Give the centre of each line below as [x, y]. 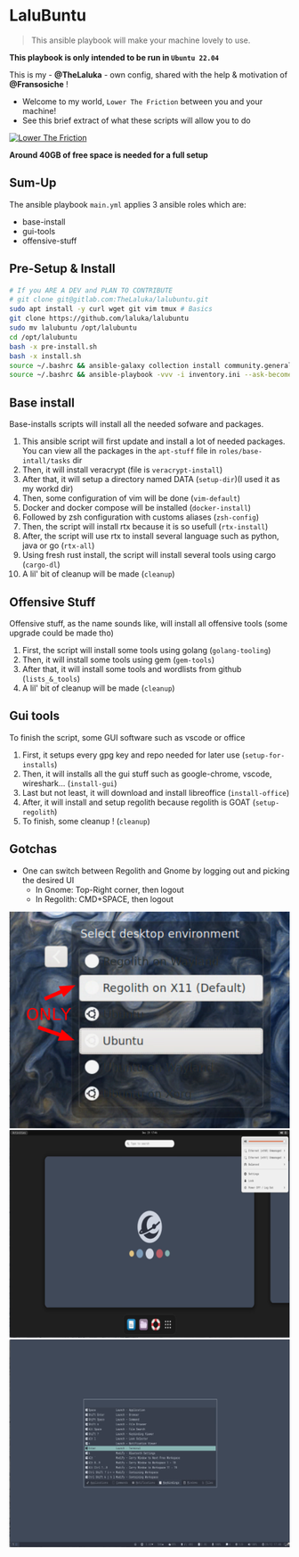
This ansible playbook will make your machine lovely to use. [141, 40]
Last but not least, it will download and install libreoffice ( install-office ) [156, 792]
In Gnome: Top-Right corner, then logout [109, 889]
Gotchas [33, 849]
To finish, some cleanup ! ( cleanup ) [86, 821]
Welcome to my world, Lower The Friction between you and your [142, 101]
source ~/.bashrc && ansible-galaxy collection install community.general [151, 365]
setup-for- [265, 755]
